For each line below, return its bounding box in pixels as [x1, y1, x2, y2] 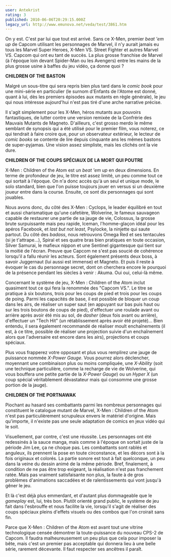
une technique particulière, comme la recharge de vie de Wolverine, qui [5, 366, 156, 372]
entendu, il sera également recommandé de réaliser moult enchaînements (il [5, 323, 165, 329]
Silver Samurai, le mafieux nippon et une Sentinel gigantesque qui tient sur [5, 242, 162, 249]
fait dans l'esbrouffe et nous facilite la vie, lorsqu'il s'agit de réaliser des [5, 503, 157, 510]
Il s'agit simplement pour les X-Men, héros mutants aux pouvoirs [5, 109, 141, 115]
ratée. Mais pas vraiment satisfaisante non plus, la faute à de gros [5, 472, 144, 478]
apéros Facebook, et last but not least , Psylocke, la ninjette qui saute [5, 226, 151, 232]
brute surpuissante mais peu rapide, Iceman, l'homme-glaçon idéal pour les [5, 221, 165, 227]
